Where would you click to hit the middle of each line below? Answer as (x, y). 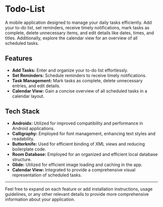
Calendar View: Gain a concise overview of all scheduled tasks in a (80, 91)
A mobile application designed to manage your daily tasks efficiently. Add (78, 22)
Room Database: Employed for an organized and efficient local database (85, 154)
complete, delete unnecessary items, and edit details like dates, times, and (80, 33)
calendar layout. (28, 96)
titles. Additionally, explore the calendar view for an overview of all (71, 38)
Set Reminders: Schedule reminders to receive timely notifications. (79, 75)
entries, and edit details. (36, 86)
